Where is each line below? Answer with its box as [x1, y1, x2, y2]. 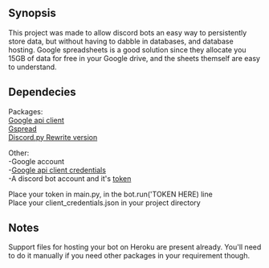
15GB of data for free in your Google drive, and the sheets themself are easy [8, 53, 261, 63]
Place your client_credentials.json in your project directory [8, 197, 201, 208]
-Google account [8, 156, 65, 166]
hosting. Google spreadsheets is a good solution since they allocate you [8, 44, 247, 55]
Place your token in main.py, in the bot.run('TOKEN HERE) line [8, 189, 213, 199]
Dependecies [8, 85, 76, 99]
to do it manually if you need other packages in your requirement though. [8, 251, 251, 261]
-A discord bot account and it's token [8, 173, 132, 183]
